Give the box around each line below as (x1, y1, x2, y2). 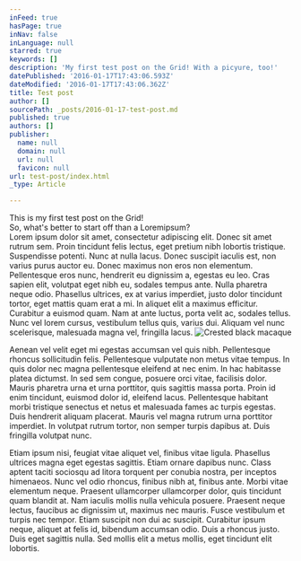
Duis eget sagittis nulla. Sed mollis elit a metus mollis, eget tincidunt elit (9, 533, 272, 544)
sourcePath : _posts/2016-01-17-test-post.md (9, 105, 178, 114)
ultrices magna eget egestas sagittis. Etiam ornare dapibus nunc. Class (9, 457, 271, 468)
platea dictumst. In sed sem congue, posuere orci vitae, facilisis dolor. (9, 373, 267, 384)
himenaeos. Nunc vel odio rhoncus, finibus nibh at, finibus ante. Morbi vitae (9, 477, 288, 487)
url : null (17, 154, 54, 164)
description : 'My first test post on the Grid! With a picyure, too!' (9, 64, 279, 73)
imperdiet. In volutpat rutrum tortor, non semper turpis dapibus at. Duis (9, 421, 271, 432)
